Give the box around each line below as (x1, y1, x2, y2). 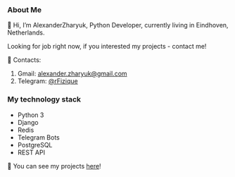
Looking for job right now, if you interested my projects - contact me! (7, 42, 207, 51)
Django (17, 118, 39, 126)
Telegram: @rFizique (17, 77, 79, 85)
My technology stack (7, 94, 82, 104)
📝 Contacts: (7, 56, 42, 64)
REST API (17, 148, 46, 157)
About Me (7, 5, 42, 15)
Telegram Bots (17, 133, 60, 142)
